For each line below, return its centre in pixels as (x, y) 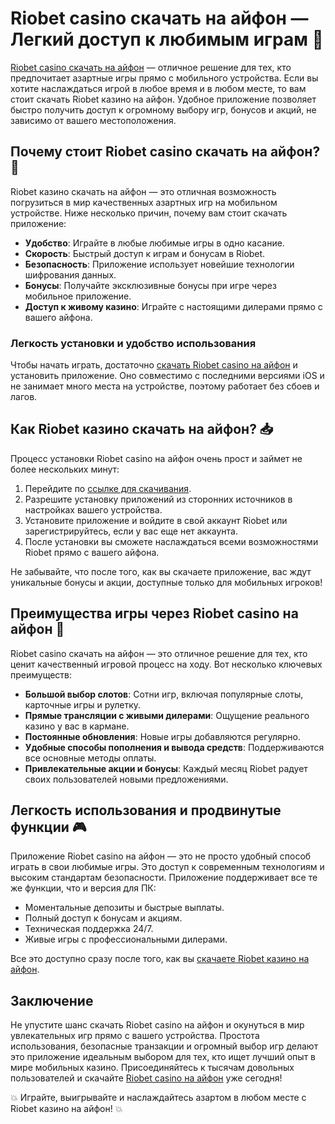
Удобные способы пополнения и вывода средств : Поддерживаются (174, 747)
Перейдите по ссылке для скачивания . (108, 488)
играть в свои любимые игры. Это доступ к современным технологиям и (167, 867)
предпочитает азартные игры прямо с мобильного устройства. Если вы (164, 78)
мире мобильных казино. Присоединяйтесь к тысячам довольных (152, 1068)
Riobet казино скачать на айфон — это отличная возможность (143, 191)
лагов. (24, 397)
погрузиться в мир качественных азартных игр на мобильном (144, 202)
